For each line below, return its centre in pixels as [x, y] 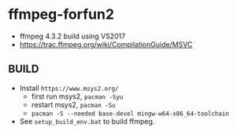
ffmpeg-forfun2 [61, 14]
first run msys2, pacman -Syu [77, 96]
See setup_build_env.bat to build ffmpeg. [87, 121]
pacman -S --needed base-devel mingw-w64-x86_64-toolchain [130, 114]
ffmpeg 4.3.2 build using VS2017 [72, 36]
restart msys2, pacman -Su [73, 104]
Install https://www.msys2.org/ [69, 88]
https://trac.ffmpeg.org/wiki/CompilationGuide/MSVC [106, 44]
